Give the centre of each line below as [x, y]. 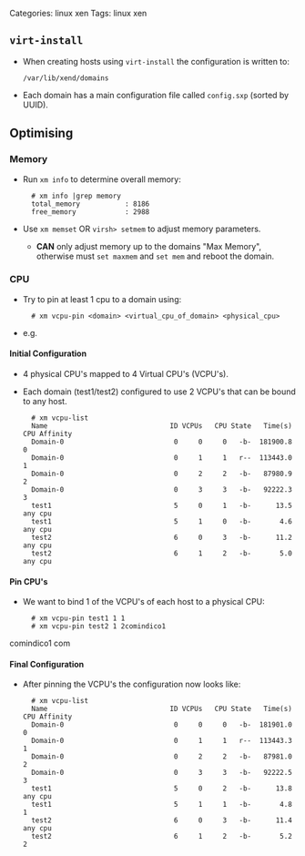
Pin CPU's [29, 581]
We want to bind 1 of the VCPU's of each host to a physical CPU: [144, 602]
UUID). [35, 105]
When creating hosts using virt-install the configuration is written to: [156, 61]
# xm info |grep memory [76, 196]
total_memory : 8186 [91, 204]
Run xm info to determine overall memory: [102, 179]
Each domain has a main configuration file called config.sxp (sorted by [156, 95]
